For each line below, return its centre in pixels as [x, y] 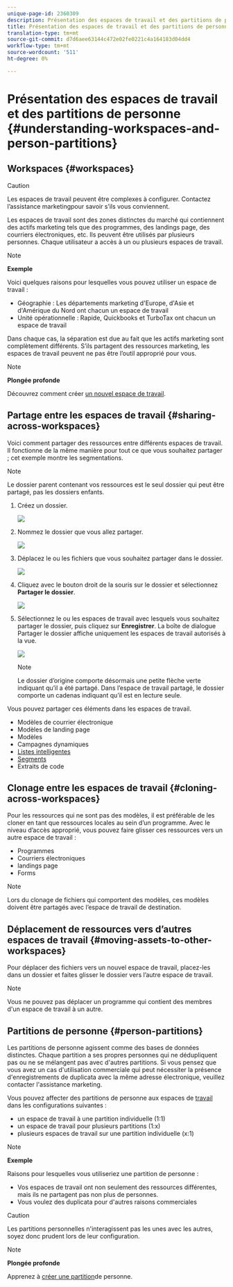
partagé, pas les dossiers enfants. [56, 492]
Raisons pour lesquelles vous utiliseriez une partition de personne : [103, 1174]
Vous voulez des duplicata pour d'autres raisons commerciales [107, 1202]
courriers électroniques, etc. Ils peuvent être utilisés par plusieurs [101, 234]
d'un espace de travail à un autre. [55, 1009]
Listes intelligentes [44, 751]
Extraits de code [41, 766]
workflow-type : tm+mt [38, 46]
